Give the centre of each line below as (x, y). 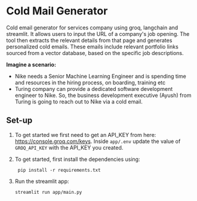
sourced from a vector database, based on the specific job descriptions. (95, 53)
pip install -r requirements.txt (59, 170)
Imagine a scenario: (31, 65)
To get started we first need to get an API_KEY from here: (85, 135)
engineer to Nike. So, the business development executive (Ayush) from (103, 95)
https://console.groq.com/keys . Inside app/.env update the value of (98, 141)
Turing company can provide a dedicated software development (94, 89)
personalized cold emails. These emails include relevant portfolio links (93, 47)
